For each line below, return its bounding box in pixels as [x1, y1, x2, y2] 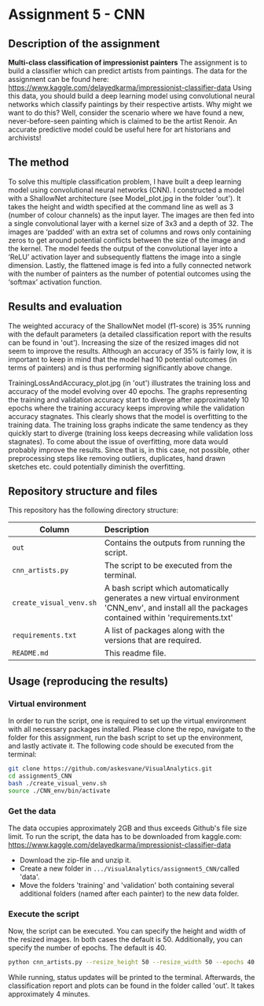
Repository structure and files [8, 484, 158, 498]
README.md [12, 648, 49, 658]
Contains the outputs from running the [104, 537, 246, 548]
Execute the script [8, 908, 80, 919]
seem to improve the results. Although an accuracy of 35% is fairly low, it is [8, 346, 252, 355]
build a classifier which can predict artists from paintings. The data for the [8, 66, 247, 76]
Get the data [8, 805, 57, 816]
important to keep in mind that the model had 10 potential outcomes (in [8, 355, 237, 364]
